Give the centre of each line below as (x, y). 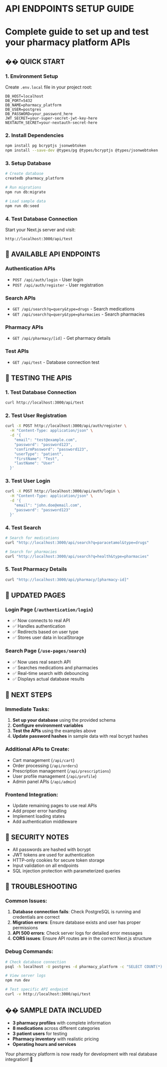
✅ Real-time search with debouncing (50, 673)
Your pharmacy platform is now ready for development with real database (81, 1054)
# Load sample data (26, 201)
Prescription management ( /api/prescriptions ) (62, 771)
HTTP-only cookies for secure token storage (58, 860)
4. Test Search (23, 527)
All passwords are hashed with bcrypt (52, 849)
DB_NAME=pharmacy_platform (33, 105)
